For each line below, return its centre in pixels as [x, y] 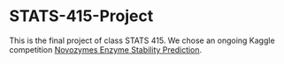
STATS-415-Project [81, 16]
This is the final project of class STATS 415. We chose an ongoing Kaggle [142, 40]
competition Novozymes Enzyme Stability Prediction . [106, 49]
